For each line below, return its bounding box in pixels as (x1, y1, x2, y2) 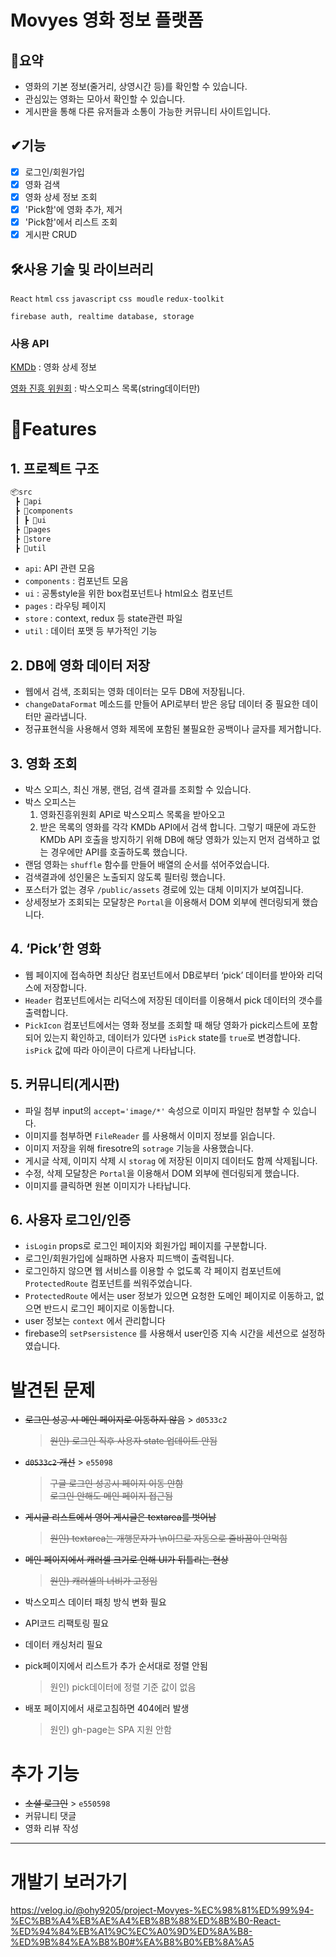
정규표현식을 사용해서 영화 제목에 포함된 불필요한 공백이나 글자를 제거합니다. (24, 723, 322, 735)
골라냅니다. (43, 711, 87, 723)
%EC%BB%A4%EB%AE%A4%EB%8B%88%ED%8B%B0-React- (10, 1915, 282, 1927)
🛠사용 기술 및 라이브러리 (10, 261, 154, 278)
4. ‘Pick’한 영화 (10, 941, 102, 958)
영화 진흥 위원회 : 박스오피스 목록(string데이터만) (10, 382, 201, 395)
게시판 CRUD (24, 229, 78, 241)
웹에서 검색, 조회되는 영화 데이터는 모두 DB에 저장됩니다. (24, 686, 245, 698)
